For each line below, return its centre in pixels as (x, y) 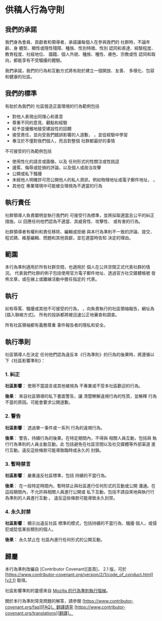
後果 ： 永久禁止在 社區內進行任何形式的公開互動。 (55, 540)
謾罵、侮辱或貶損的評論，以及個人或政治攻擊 (57, 167)
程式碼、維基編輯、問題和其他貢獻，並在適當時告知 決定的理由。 (69, 238)
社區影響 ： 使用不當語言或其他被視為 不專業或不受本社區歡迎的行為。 (74, 386)
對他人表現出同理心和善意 (37, 116)
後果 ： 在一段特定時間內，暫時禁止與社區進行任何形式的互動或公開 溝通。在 (80, 486)
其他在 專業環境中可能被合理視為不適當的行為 (57, 186)
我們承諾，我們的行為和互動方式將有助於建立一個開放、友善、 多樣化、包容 (80, 71)
